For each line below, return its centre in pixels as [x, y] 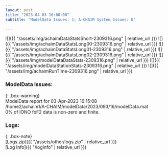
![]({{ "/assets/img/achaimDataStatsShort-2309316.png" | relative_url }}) [81, 38]
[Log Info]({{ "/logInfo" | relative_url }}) [46, 147]
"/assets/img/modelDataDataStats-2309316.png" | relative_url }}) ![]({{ [86, 60]
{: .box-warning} [22, 96]
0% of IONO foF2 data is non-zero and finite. [53, 112]
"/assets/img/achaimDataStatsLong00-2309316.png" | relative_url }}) [85, 44]
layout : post [19, 10]
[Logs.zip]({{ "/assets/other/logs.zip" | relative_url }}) [61, 142]
